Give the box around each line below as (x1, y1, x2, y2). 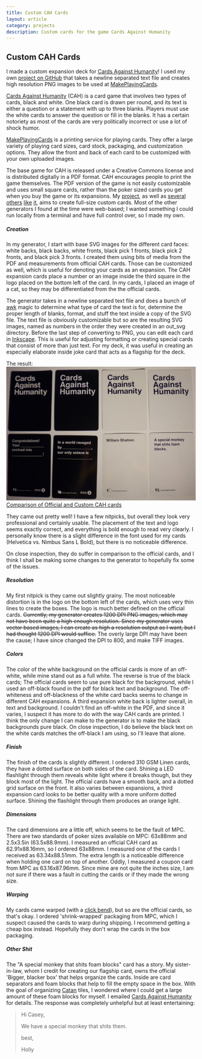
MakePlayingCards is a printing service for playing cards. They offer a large (6, 136, 194, 143)
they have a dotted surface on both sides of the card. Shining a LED (6, 765, 174, 772)
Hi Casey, (20, 1011, 45, 1018)
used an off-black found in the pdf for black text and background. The (6, 684, 180, 692)
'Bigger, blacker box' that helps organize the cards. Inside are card (6, 973, 171, 981)
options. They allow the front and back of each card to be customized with (6, 149, 191, 156)
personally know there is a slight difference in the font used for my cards (6, 532, 186, 539)
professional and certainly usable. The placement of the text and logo (6, 519, 179, 526)
